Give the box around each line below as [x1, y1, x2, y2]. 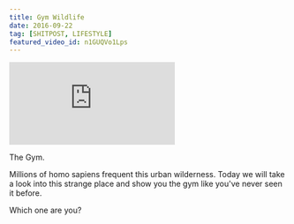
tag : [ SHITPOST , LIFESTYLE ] [9, 29, 113, 38]
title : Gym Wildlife [9, 12, 86, 22]
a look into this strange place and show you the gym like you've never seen [9, 178, 283, 190]
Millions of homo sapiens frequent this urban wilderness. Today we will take [9, 169, 285, 180]
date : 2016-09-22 [9, 21, 73, 30]
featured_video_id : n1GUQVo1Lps [9, 37, 128, 47]
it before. [9, 188, 42, 198]
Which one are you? [9, 205, 82, 216]
